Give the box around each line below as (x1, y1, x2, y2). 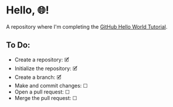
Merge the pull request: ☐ (14, 94, 77, 101)
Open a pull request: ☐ (14, 88, 70, 95)
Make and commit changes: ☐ (14, 82, 88, 89)
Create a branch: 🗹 (14, 74, 62, 81)
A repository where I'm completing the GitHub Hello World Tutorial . (6, 23, 168, 30)
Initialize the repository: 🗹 (14, 65, 78, 72)
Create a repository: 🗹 (14, 56, 69, 63)
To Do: (6, 40, 30, 50)
